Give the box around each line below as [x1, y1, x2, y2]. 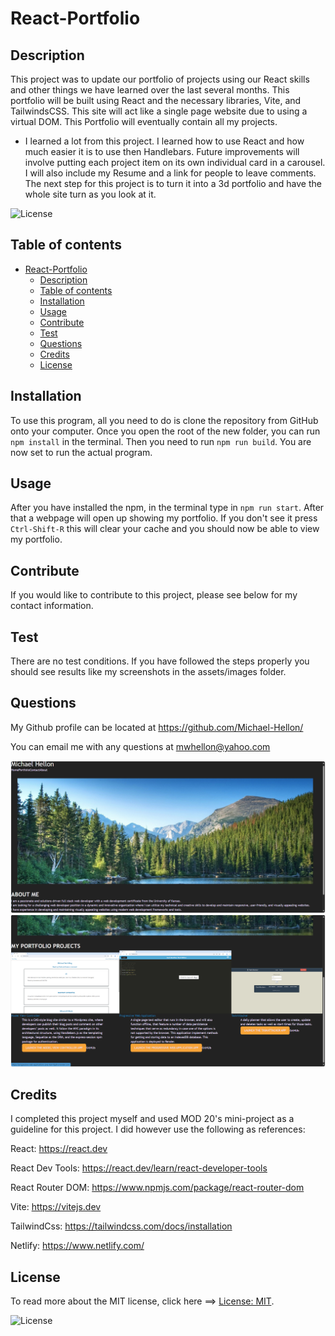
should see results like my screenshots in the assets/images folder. [10, 666, 287, 678]
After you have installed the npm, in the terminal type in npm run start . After [10, 502, 325, 514]
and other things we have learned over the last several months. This [10, 84, 290, 96]
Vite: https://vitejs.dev [10, 1201, 102, 1213]
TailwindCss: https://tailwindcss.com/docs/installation [10, 1220, 233, 1232]
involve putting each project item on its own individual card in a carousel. [24, 157, 326, 168]
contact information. [10, 600, 94, 612]
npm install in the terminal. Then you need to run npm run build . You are [10, 435, 312, 447]
